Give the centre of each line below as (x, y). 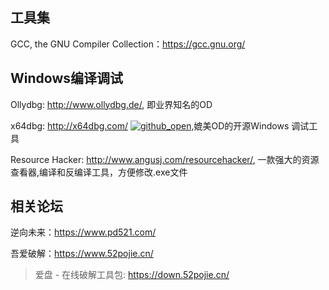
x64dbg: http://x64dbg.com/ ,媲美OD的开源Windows (150, 125)
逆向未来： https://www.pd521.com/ (83, 232)
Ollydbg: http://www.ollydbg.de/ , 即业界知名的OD (111, 104)
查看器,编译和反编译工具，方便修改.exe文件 (99, 172)
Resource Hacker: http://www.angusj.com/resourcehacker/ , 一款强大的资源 (165, 159)
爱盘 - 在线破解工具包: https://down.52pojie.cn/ (132, 275)
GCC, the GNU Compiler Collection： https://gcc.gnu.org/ (128, 44)
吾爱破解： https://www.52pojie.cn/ (82, 254)
